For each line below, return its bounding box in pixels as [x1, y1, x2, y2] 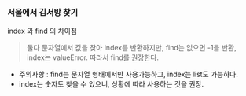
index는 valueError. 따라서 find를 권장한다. [26, 53, 159, 62]
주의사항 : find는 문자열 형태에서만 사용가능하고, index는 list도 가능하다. [18, 69, 239, 79]
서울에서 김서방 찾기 [7, 6, 79, 17]
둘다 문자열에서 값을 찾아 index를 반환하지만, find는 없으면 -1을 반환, [26, 43, 237, 53]
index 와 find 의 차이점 [7, 26, 78, 36]
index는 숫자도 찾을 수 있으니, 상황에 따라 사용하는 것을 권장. [18, 79, 204, 89]
